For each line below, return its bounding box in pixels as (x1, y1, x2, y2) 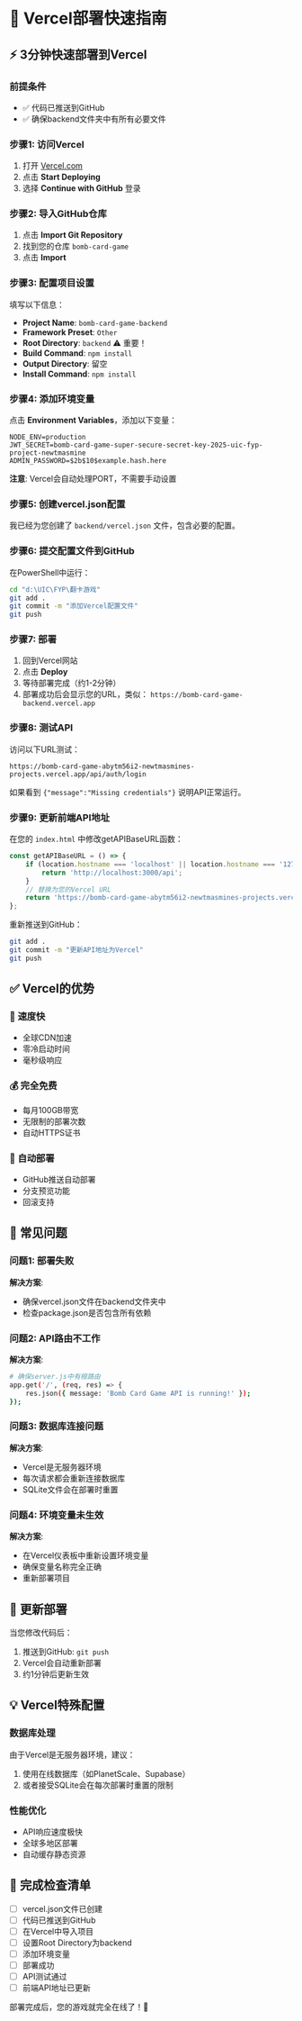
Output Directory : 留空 (22, 358, 108, 369)
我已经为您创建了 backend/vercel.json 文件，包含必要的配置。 (9, 520, 240, 531)
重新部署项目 (22, 1572, 70, 1583)
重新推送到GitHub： (9, 920, 83, 930)
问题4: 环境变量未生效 (9, 1509, 104, 1521)
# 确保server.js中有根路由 (9, 1373, 101, 1382)
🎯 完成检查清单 (9, 1878, 92, 1893)
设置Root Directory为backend (22, 1937, 132, 1948)
